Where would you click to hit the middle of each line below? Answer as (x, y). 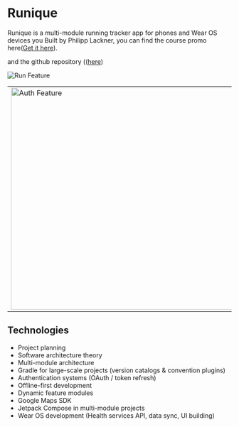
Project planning (42, 347)
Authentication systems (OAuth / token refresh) (87, 377)
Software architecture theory (60, 355)
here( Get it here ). (33, 48)
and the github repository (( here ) (55, 61)
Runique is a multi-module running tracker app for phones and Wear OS (112, 33)
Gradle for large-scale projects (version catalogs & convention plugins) (122, 370)
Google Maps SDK (45, 400)
